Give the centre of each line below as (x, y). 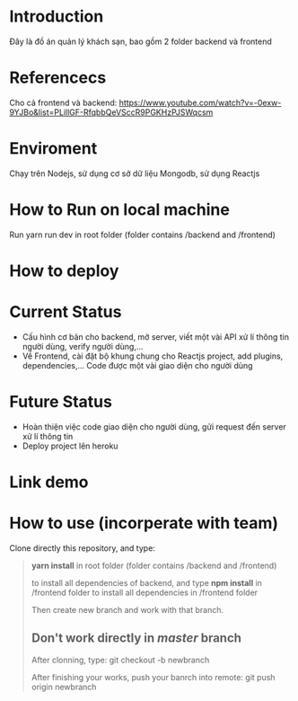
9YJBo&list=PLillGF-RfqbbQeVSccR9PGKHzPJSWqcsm (111, 112)
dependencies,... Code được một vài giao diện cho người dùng (137, 365)
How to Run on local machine (120, 209)
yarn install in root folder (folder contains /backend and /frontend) (154, 565)
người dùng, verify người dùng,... (83, 346)
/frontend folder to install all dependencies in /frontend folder (145, 592)
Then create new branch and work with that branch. (127, 609)
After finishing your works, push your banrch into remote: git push (153, 677)
